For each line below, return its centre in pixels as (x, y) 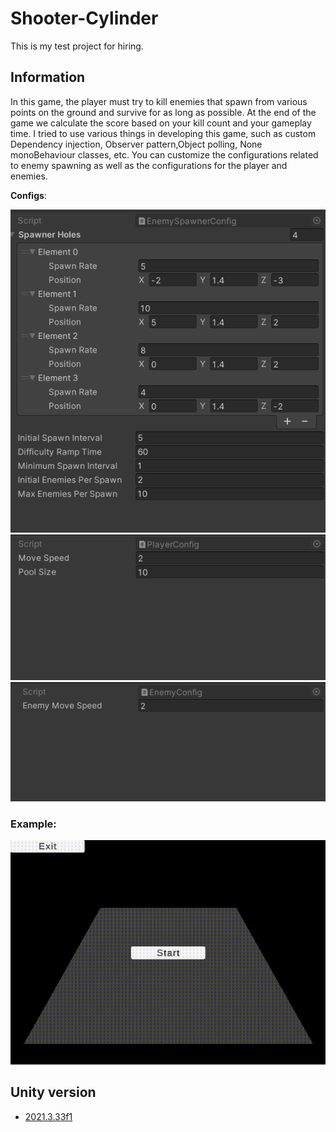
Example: (33, 824)
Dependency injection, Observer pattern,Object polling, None (136, 144)
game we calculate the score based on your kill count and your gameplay (161, 123)
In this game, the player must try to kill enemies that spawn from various (159, 101)
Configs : (28, 195)
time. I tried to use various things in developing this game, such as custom (163, 133)
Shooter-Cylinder (84, 18)
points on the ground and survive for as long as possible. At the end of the (163, 112)
